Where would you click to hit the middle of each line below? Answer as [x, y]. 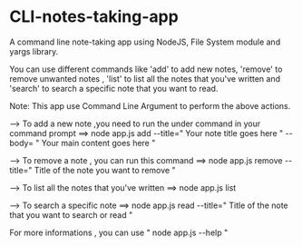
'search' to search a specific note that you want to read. [114, 88]
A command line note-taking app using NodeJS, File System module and [145, 42]
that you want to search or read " [71, 214]
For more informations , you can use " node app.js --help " [119, 232]
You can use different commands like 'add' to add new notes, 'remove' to [146, 69]
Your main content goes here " [98, 143]
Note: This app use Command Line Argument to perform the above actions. [150, 105]
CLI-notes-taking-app [94, 17]
